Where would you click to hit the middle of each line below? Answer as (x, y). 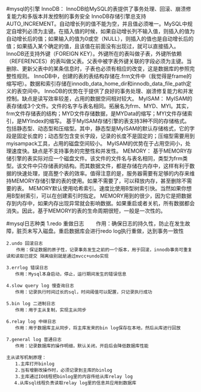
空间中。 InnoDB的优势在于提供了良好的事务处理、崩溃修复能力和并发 (107, 91)
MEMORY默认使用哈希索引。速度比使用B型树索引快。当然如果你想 (110, 188)
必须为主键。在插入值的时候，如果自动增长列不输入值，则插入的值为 (111, 31)
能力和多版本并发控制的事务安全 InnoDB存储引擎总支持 (79, 16)
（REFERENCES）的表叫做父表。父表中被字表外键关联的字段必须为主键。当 (99, 61)
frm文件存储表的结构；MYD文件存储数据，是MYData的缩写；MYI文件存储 (97, 113)
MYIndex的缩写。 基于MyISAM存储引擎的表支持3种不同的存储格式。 (106, 121)
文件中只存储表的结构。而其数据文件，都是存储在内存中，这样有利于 (106, 166)
